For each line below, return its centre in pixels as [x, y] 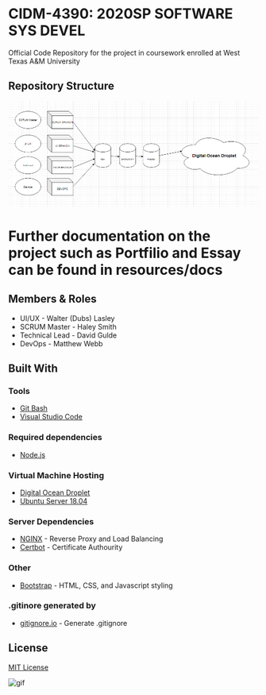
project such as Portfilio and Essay [125, 253]
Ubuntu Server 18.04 [54, 500]
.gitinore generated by [52, 606]
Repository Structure [62, 86]
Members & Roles [52, 299]
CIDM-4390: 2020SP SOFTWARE [121, 14]
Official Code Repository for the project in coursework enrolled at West [124, 52]
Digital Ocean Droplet [55, 492]
